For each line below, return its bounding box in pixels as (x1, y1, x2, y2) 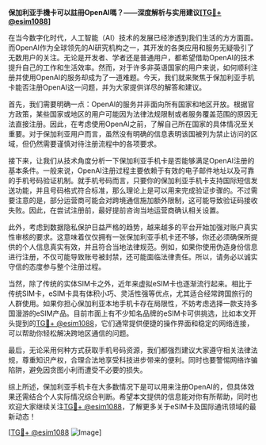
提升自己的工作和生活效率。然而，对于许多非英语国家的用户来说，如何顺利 (8, 63, 251, 72)
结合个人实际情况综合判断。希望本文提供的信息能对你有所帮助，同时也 (28, 392, 258, 401)
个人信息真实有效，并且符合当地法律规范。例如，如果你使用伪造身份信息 (21, 242, 258, 251)
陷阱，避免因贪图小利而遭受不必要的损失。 (8, 365, 147, 374)
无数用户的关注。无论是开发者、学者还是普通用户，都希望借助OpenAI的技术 (8, 53, 255, 62)
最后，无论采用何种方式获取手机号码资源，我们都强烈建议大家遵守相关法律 (8, 345, 251, 355)
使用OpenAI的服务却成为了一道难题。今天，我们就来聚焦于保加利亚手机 (21, 73, 255, 82)
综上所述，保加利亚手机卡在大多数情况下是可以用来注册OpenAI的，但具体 (8, 382, 248, 391)
